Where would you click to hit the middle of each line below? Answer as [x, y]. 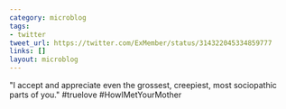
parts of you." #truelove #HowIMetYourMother [96, 95]
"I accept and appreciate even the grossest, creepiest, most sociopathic [143, 85]
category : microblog [48, 18]
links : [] [28, 51]
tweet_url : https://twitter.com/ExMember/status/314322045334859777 [141, 43]
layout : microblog [44, 59]
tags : [19, 26]
